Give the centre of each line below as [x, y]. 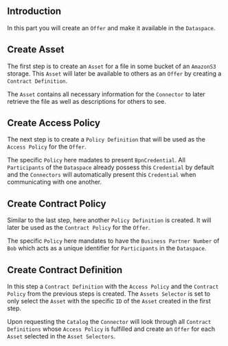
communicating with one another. [55, 182]
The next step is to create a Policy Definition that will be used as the [106, 140]
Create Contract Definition [65, 270]
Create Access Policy [54, 123]
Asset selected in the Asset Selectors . [61, 336]
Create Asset [36, 50]
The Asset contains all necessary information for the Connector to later [106, 94]
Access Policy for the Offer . [47, 147]
